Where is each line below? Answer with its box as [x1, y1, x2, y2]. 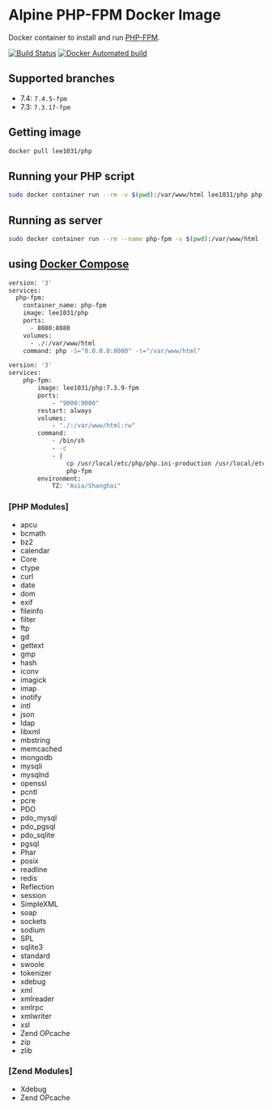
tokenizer [19, 968, 52, 978]
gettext [19, 640, 45, 650]
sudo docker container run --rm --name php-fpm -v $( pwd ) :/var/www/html [8, 234, 259, 243]
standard [19, 951, 51, 961]
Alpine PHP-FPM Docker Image [8, 6, 221, 24]
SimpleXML [19, 899, 59, 909]
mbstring [19, 735, 51, 745]
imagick [19, 675, 47, 685]
